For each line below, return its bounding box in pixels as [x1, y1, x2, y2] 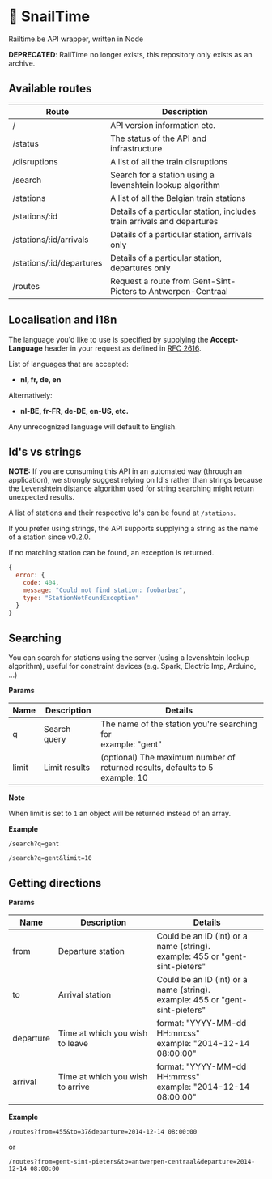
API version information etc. [110, 119, 216, 130]
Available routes [8, 82, 92, 96]
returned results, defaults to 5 [100, 762, 214, 773]
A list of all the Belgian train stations [110, 192, 246, 203]
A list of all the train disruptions [110, 155, 228, 167]
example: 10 [100, 773, 148, 784]
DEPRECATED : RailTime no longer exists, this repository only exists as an [8, 49, 253, 59]
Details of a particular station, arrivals [110, 228, 253, 240]
